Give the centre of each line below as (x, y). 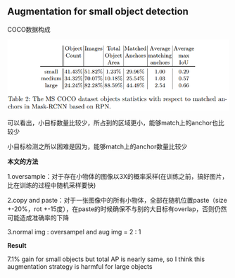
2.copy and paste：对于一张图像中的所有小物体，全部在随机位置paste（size (117, 201)
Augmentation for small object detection (98, 12)
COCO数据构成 (29, 29)
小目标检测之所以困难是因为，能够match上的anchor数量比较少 (97, 146)
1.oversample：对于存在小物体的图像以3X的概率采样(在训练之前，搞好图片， (118, 177)
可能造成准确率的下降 (38, 218)
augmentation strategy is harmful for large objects (80, 267)
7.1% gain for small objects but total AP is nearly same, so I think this (106, 259)
